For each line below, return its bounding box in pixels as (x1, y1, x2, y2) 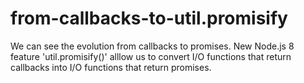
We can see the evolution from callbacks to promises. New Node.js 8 (10, 40, 295, 52)
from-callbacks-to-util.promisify (10, 7, 288, 30)
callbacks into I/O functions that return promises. (10, 61, 212, 73)
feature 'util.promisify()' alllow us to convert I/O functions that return (10, 50, 292, 62)
